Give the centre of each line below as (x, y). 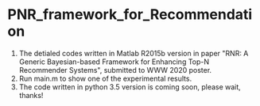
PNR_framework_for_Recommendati (130, 15)
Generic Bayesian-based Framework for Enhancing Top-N (114, 62)
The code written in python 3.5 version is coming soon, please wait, (130, 87)
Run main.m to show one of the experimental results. (105, 78)
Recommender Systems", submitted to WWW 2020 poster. (115, 70)
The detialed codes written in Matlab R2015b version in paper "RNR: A (134, 53)
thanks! (31, 95)
